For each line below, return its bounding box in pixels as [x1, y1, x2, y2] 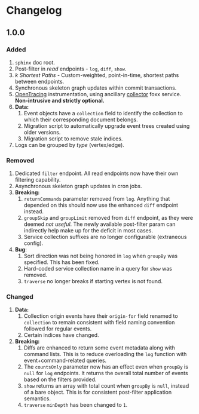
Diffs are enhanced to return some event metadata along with [23, 344, 175, 351]
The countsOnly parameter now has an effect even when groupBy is [23, 363, 188, 370]
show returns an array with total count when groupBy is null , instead [23, 382, 189, 390]
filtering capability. [14, 176, 61, 183]
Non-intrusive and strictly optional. [14, 97, 105, 104]
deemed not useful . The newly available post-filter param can [23, 220, 176, 228]
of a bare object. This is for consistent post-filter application [23, 389, 172, 396]
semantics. [23, 395, 51, 402]
